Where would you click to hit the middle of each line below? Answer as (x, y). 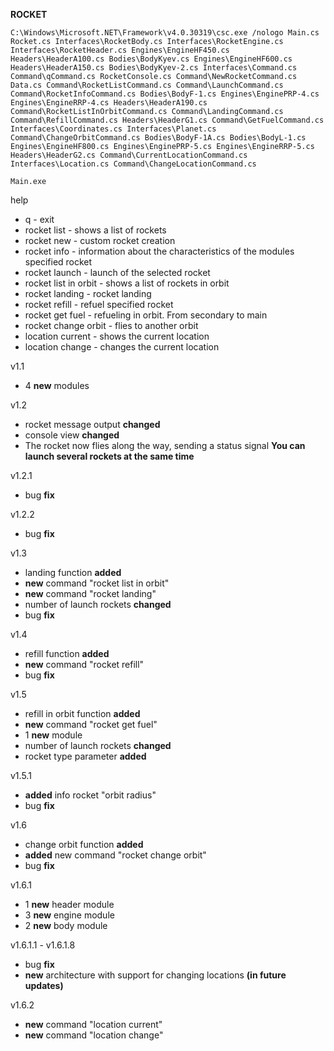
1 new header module (69, 904)
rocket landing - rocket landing (88, 293)
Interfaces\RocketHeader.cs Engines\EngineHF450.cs (120, 50)
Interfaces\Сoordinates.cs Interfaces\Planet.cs (113, 129)
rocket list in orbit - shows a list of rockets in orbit (127, 283)
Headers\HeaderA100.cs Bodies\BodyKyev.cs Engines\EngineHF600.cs (151, 59)
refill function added (67, 653)
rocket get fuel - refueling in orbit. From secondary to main (146, 315)
